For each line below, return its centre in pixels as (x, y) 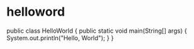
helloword (36, 12)
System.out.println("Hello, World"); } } (60, 37)
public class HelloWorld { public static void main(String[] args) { (97, 31)
